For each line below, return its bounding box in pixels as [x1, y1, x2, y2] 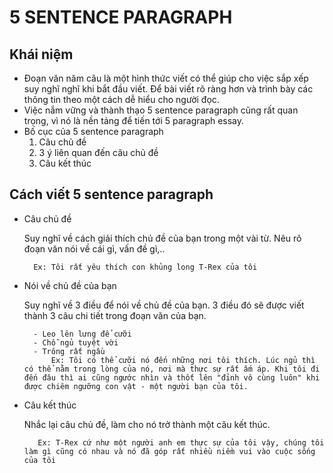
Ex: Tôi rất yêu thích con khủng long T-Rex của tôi [33, 262, 258, 272]
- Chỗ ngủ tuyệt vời [33, 337, 119, 348]
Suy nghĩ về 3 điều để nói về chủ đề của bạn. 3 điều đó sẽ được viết [23, 299, 305, 311]
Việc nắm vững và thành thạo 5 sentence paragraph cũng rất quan [23, 104, 299, 116]
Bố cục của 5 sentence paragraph [23, 126, 164, 137]
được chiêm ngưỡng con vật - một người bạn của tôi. [23, 381, 249, 391]
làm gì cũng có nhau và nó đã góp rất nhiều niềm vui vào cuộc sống [23, 446, 316, 456]
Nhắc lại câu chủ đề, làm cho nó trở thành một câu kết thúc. [23, 418, 271, 430]
